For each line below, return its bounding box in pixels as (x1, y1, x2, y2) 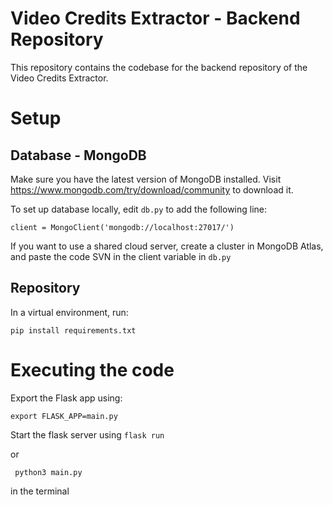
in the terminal (10, 485, 70, 497)
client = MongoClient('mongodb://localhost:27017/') (10, 222, 235, 232)
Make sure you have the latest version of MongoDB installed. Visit (10, 173, 282, 185)
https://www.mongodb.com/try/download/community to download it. (10, 183, 294, 196)
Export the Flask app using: (10, 392, 123, 404)
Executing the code (10, 358, 175, 381)
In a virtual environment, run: (10, 306, 129, 318)
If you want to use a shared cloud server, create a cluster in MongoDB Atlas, (10, 240, 324, 252)
